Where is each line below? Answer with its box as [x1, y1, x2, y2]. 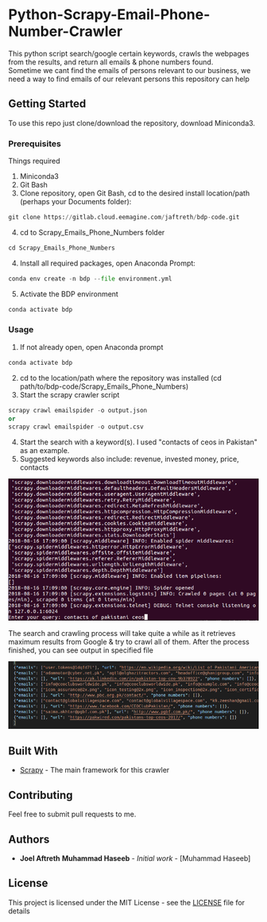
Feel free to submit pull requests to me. [8, 809, 137, 819]
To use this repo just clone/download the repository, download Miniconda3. [8, 118, 256, 128]
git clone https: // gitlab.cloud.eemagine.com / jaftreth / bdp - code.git [8, 213, 240, 222]
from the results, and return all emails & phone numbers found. [8, 57, 214, 67]
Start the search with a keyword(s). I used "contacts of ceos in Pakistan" [19, 437, 258, 447]
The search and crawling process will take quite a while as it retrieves [8, 628, 236, 637]
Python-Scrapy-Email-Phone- [8, 6, 211, 24]
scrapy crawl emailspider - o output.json [8, 406, 148, 414]
